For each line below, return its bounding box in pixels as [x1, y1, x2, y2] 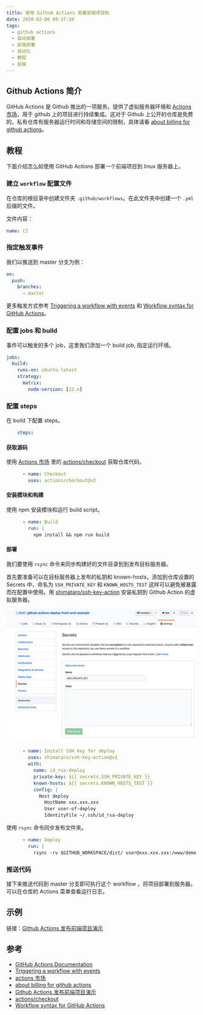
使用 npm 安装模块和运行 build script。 [6, 506, 103, 514]
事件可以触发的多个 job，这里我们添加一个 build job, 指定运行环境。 [6, 341, 175, 349]
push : [12, 277, 26, 284]
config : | [33, 786, 59, 793]
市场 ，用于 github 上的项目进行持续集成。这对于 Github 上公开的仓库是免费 [6, 111, 193, 118]
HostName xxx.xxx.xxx [44, 799, 99, 805]
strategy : [17, 374, 42, 380]
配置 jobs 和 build [6, 326, 58, 335]
